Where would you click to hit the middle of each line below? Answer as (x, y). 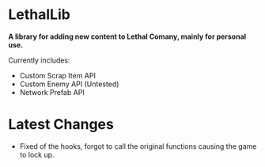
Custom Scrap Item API (58, 75)
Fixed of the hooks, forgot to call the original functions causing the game (138, 146)
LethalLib (40, 15)
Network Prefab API (52, 92)
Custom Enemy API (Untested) (69, 84)
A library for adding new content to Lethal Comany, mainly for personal (127, 36)
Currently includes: (39, 60)
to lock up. (37, 154)
